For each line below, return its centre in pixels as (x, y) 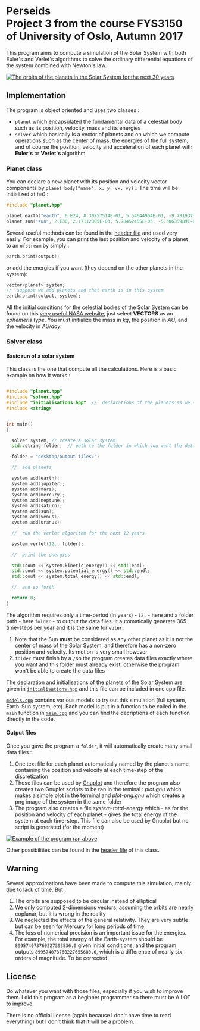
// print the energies (41, 555)
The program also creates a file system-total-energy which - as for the (101, 808)
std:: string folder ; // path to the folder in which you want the (97, 446)
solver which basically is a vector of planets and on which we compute (102, 134)
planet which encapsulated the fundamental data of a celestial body (99, 121)
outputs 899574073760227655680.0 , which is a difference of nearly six (99, 951)
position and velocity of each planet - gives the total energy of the (96, 814)
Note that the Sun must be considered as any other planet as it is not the (104, 639)
